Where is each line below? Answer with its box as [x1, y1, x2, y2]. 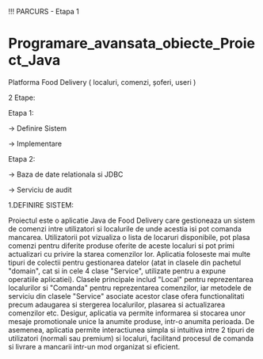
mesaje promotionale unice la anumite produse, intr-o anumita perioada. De [8, 316, 255, 326]
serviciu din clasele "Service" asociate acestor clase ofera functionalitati [8, 291, 245, 300]
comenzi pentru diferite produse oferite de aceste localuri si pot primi [8, 241, 235, 250]
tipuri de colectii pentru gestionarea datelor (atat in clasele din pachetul [8, 258, 242, 267]
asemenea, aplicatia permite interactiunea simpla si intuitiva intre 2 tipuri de [8, 325, 255, 334]
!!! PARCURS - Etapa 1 [8, 7, 79, 16]
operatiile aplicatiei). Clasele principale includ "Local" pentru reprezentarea [8, 274, 253, 284]
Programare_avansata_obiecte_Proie [8, 35, 256, 52]
